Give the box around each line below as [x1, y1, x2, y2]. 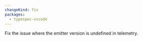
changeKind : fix [4, 7, 38, 12]
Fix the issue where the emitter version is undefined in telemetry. [4, 30, 138, 36]
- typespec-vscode [9, 16, 48, 21]
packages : [4, 12, 25, 17]
